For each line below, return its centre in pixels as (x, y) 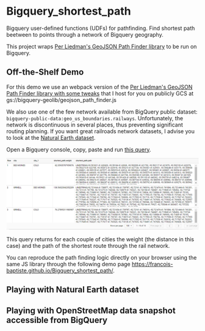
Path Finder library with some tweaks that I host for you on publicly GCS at (100, 93)
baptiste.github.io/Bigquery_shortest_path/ (60, 271)
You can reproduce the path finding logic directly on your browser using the (102, 257)
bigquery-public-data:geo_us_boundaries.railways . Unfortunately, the (95, 118)
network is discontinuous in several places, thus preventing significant (95, 125)
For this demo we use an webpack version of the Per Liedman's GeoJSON (99, 87)
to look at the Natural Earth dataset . (51, 137)
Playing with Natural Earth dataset (73, 290)
